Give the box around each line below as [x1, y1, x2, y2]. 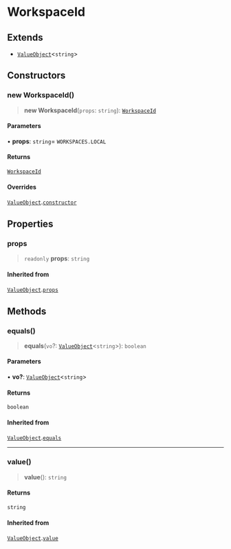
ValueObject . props [7, 285, 58, 293]
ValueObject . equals [7, 433, 62, 442]
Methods [7, 305, 47, 317]
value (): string [23, 473, 67, 481]
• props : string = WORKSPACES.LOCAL [7, 137, 107, 145]
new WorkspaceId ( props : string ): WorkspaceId [23, 106, 157, 114]
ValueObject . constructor [7, 198, 77, 207]
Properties [7, 218, 54, 229]
